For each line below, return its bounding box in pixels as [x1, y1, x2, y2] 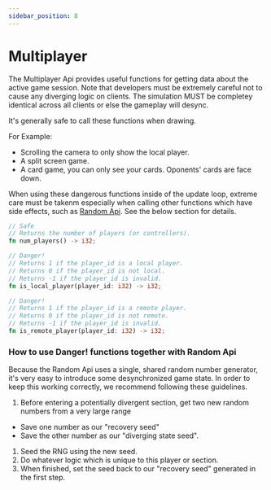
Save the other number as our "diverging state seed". [20, 431, 199, 440]
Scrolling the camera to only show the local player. [20, 147, 190, 157]
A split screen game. [20, 155, 90, 165]
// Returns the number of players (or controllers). [8, 230, 191, 238]
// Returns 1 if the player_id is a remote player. [8, 304, 187, 313]
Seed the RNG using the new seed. [20, 447, 138, 457]
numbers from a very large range [20, 406, 132, 416]
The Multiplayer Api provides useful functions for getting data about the [8, 74, 249, 84]
